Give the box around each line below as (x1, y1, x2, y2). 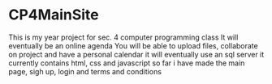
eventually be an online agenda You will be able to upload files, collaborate (8, 40, 258, 50)
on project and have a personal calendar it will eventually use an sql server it (8, 49, 265, 59)
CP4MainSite (8, 6, 99, 24)
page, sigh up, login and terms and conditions (8, 66, 162, 76)
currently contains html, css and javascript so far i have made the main (8, 58, 245, 68)
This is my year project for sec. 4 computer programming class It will (8, 32, 239, 42)
